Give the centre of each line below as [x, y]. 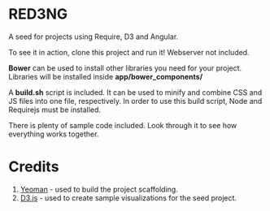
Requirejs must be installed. [55, 110]
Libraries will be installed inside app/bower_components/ [106, 76]
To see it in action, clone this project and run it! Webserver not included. [129, 52]
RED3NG [38, 14]
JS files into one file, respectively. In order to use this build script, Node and [135, 101]
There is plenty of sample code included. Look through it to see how [123, 125]
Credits [34, 167]
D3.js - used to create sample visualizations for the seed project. [128, 198]
